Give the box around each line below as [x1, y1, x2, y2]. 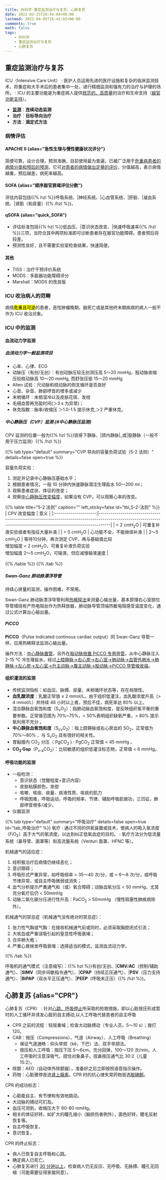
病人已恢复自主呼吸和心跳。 [12, 1151, 69, 1157]
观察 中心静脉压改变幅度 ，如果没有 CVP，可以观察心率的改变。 [12, 493, 140, 500]
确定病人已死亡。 [12, 1157, 47, 1163]
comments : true [5, 21, 37, 26]
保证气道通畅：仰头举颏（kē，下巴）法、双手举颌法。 [19, 1040, 129, 1046]
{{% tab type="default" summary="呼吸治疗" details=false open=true [5, 819, 147, 825]
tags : [5, 30, 16, 35]
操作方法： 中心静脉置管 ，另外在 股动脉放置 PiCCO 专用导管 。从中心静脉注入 [5, 650, 160, 656]
